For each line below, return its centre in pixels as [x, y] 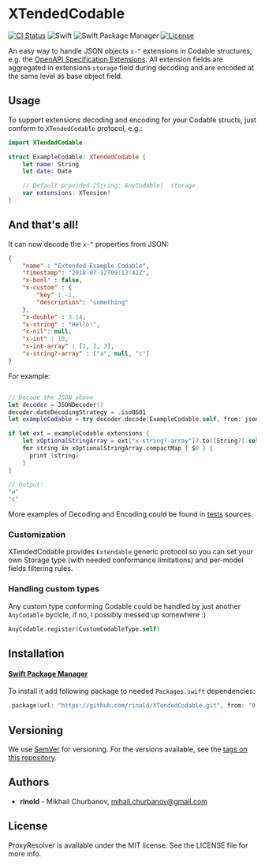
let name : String [51, 164]
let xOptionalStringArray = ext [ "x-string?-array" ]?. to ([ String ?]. [135, 441]
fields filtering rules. [41, 569]
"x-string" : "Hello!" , [62, 324]
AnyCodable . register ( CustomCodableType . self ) [84, 629]
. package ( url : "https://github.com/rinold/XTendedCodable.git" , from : [127, 706]
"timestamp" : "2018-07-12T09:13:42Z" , [86, 273]
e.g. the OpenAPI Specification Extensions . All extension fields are [116, 59]
